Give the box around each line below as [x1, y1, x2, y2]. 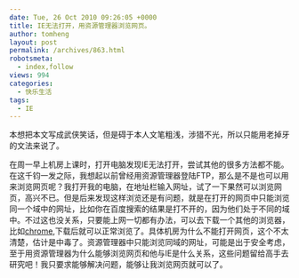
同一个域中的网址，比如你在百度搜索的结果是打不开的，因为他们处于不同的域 [9, 203, 290, 214]
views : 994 [9, 71, 50, 80]
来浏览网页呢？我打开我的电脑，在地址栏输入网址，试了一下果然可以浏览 [9, 181, 274, 192]
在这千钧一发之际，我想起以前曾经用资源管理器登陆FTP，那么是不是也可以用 [9, 171, 289, 181]
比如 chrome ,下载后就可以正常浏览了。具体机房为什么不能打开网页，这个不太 [9, 226, 289, 236]
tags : [9, 95, 29, 105]
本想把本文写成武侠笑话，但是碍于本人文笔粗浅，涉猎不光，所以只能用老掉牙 [9, 130, 290, 140]
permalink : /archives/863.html [9, 46, 125, 55]
